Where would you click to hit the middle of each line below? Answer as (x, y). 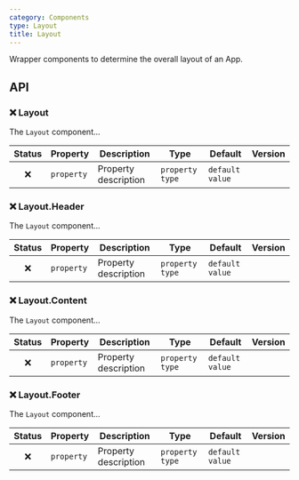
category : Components (49, 17)
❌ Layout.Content (48, 300)
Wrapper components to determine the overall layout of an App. (126, 60)
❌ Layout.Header (47, 206)
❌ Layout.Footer (45, 395)
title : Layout (36, 34)
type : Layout (33, 26)
